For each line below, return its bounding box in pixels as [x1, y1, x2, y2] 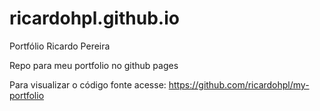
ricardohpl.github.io [9, 7, 180, 30]
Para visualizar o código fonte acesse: [9, 78, 167, 91]
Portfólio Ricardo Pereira [9, 40, 111, 52]
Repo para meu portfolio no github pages [9, 59, 179, 71]
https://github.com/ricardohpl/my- [168, 78, 310, 91]
